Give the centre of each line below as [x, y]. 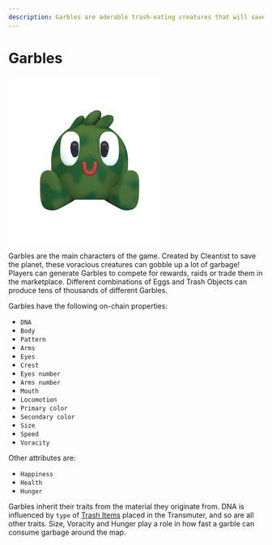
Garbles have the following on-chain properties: [88, 306]
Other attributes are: [42, 458]
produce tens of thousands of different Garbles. [88, 290]
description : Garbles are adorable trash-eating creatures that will [128, 17]
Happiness [37, 474]
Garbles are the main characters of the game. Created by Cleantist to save [132, 256]
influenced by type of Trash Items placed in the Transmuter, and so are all [131, 515]
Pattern [33, 339]
